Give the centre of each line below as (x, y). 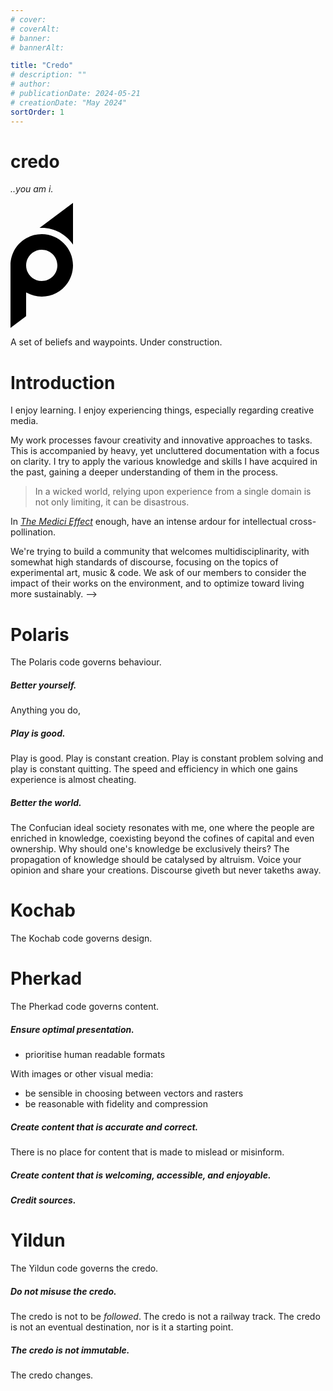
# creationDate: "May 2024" (69, 102)
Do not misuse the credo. (63, 1291)
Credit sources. (43, 1200)
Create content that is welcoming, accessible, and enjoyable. (141, 1175)
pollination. (33, 532)
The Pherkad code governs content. (85, 1007)
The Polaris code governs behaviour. (86, 662)
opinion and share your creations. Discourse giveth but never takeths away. (166, 870)
